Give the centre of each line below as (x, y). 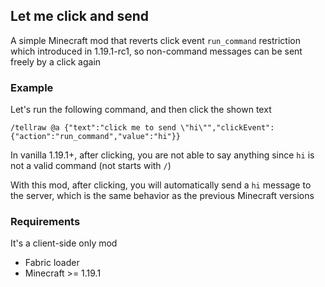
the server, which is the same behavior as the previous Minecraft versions (162, 196)
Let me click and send (80, 16)
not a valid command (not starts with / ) (91, 166)
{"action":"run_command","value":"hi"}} (96, 137)
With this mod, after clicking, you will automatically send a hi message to (161, 185)
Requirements (45, 222)
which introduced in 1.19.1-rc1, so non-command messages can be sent (156, 51)
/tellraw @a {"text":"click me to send (93, 128)
